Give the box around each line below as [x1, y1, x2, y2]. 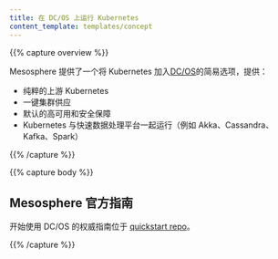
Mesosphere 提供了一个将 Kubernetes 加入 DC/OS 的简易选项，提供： [9, 66, 268, 77]
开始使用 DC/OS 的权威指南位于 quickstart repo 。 [9, 221, 195, 233]
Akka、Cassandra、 [198, 119, 274, 130]
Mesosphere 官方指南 [9, 195, 134, 211]
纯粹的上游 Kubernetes [22, 85, 109, 96]
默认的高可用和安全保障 [22, 108, 111, 119]
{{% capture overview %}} [9, 47, 109, 57]
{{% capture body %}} [9, 166, 94, 178]
